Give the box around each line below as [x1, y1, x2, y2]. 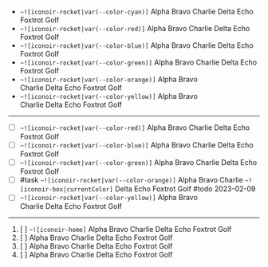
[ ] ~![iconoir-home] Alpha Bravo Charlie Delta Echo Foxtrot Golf [19, 225, 232, 234]
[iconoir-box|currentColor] [19, 186, 113, 194]
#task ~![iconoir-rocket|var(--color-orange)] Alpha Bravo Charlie [19, 175, 243, 185]
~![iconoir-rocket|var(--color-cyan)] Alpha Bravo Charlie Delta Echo [19, 7, 254, 16]
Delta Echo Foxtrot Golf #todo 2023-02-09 [114, 184, 256, 194]
